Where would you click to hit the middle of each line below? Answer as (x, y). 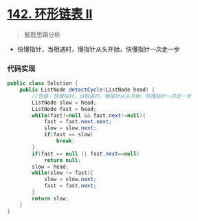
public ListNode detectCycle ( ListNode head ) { (87, 90)
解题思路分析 (42, 34)
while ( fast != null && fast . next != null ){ (89, 115)
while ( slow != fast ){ (63, 173)
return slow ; (51, 198)
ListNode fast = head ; (64, 109)
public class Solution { (43, 83)
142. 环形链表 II (50, 14)
